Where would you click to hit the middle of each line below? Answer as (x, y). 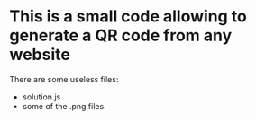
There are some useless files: (64, 79)
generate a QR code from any (121, 35)
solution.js (41, 97)
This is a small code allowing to (128, 17)
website (40, 55)
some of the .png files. (64, 106)
